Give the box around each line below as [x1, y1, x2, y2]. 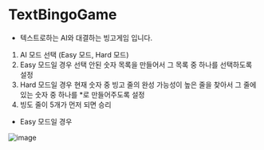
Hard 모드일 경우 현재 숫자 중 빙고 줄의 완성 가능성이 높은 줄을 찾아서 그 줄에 [19, 80, 257, 89]
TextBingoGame [8, 6, 117, 24]
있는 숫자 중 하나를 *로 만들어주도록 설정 [19, 89, 145, 99]
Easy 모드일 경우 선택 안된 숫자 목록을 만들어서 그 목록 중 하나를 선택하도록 [19, 60, 253, 69]
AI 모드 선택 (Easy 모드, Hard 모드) [19, 49, 129, 59]
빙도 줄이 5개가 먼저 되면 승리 [19, 100, 112, 109]
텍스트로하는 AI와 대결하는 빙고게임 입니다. [19, 33, 153, 42]
